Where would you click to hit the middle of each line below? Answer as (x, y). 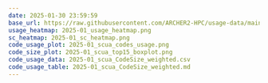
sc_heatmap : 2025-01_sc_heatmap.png (69, 38)
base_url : (25, 23)
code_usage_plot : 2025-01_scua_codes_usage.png (89, 45)
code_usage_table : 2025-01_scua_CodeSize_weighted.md (100, 67)
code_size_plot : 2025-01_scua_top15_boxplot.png (91, 52)
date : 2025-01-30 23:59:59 (53, 15)
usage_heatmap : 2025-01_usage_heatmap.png (80, 30)
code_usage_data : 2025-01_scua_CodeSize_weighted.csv (100, 60)
